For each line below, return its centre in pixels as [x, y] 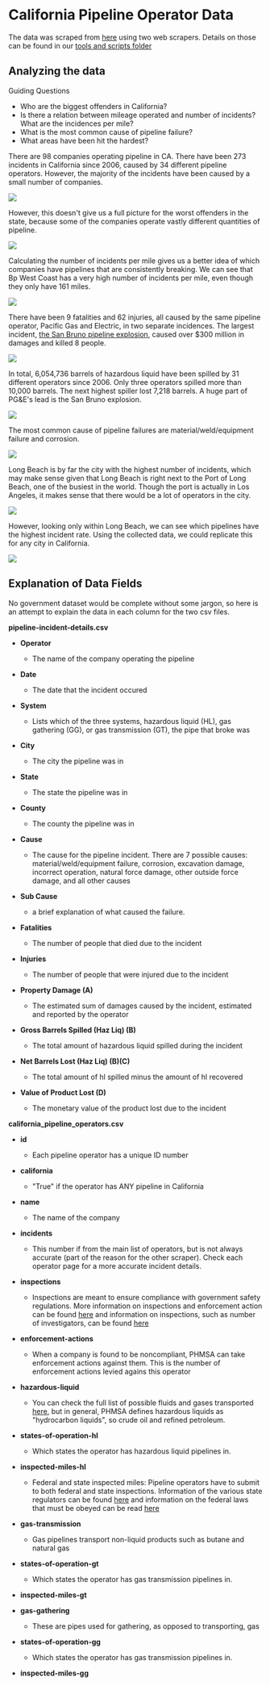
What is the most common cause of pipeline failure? [106, 132]
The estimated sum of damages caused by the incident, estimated [142, 1006]
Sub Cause [39, 896]
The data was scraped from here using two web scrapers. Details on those [132, 37]
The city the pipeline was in [78, 761]
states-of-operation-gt [59, 1563]
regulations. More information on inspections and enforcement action [147, 1306]
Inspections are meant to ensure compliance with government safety [146, 1297]
